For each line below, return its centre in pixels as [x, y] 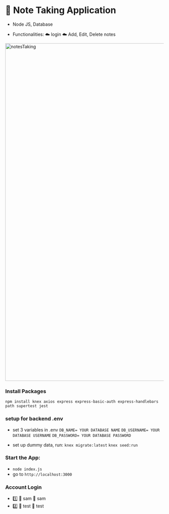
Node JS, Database [32, 24]
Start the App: [23, 458]
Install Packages [26, 391]
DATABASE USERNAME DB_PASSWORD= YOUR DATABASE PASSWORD [72, 435]
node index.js [27, 469]
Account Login [23, 487]
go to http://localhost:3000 [42, 474]
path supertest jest [27, 406]
